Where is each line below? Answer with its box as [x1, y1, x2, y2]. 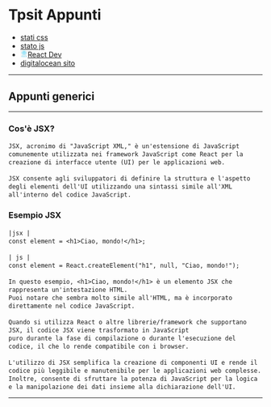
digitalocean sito [19, 58, 76, 68]
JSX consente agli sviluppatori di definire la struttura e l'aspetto [8, 175, 251, 183]
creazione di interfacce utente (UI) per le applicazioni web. [8, 159, 226, 167]
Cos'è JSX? [8, 123, 55, 134]
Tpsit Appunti [8, 6, 102, 24]
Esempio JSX [8, 210, 62, 221]
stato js [19, 40, 45, 50]
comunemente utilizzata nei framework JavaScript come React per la [8, 151, 244, 159]
